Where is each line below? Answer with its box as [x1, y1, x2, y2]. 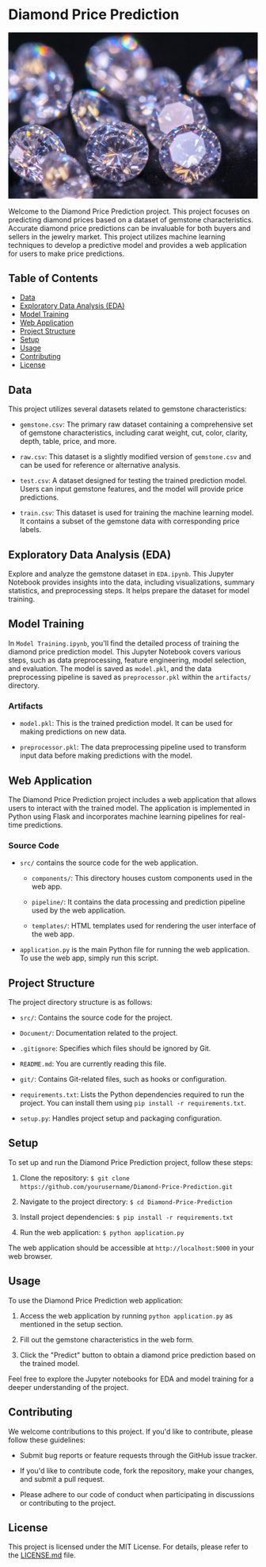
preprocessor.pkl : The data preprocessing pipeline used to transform [19, 743, 247, 752]
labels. [19, 525, 42, 535]
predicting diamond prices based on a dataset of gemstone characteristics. [8, 214, 254, 224]
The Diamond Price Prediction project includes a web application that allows [8, 794, 257, 804]
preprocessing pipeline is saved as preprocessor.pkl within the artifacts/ [8, 672, 252, 681]
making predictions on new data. [19, 727, 127, 736]
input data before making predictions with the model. [19, 751, 192, 760]
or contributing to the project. [19, 1498, 116, 1507]
